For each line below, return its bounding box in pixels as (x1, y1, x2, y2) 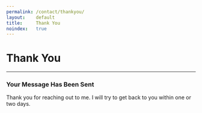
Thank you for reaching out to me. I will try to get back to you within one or (6, 94, 191, 101)
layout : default (6, 14, 55, 20)
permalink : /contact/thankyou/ (6, 8, 85, 15)
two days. (6, 100, 31, 108)
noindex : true (6, 25, 47, 32)
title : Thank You (6, 20, 61, 26)
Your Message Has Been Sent (6, 81, 94, 89)
